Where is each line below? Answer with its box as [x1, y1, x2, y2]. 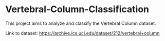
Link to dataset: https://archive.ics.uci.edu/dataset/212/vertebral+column [5, 30, 160, 36]
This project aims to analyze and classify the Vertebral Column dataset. [5, 20, 156, 26]
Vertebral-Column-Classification [5, 4, 150, 15]
